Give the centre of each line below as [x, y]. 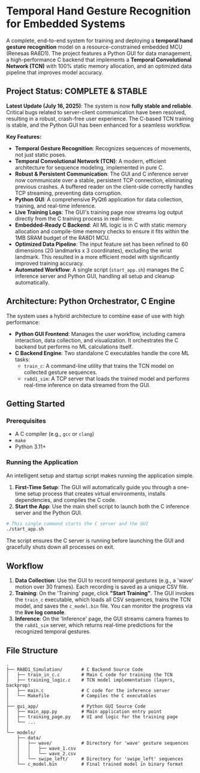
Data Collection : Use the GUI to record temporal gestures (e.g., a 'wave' [104, 581]
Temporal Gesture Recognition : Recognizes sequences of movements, [103, 148]
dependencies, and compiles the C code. [66, 500]
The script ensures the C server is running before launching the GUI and [95, 541]
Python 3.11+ [31, 447]
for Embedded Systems [66, 24]
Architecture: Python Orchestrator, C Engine [91, 301]
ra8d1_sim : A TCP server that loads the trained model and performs [107, 378]
